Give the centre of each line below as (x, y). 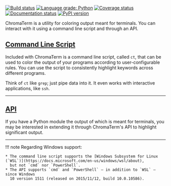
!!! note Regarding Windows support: (44, 147)
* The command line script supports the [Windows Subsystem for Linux (82, 156)
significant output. (24, 132)
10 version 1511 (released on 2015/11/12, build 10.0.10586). (77, 178)
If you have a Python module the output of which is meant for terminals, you (85, 121)
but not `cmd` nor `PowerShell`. (45, 165)
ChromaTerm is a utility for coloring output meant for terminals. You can (80, 23)
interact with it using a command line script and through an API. (72, 29)
